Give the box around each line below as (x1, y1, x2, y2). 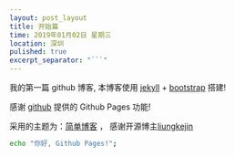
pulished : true (9, 47, 67, 57)
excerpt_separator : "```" (9, 56, 107, 65)
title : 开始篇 (9, 22, 59, 31)
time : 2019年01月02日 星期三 (9, 30, 112, 39)
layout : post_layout (9, 13, 88, 23)
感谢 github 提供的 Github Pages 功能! (9, 101, 151, 112)
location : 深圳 (9, 38, 65, 48)
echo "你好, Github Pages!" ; (9, 139, 117, 148)
